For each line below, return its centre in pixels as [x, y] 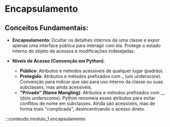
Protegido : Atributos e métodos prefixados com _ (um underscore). [91, 76]
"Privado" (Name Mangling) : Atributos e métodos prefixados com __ [92, 92]
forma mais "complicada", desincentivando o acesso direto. [82, 109]
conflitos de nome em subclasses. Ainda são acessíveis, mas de [87, 103]
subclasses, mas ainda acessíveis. [56, 87]
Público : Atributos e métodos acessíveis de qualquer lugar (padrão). [92, 71]
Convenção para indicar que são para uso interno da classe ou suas [91, 82]
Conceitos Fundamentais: [47, 28]
